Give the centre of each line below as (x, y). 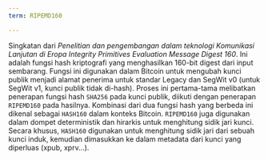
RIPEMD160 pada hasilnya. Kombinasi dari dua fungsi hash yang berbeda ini (131, 105)
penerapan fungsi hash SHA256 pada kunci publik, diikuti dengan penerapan (132, 96)
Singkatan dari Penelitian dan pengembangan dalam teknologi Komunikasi (131, 46)
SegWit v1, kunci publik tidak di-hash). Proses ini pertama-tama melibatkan (132, 88)
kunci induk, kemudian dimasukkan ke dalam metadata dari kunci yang (125, 139)
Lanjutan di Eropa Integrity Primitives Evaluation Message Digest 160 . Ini (128, 54)
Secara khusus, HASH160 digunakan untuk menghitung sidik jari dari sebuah (131, 130)
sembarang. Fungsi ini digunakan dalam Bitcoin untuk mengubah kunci (125, 71)
